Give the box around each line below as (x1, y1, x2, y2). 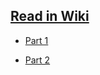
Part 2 (24, 54, 51, 66)
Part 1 (24, 34, 49, 46)
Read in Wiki (10, 8, 90, 25)
